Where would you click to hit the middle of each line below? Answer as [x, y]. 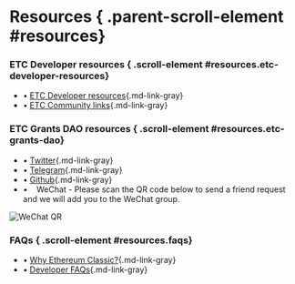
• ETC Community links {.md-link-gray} [95, 106]
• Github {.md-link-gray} [67, 179]
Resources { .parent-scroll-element [147, 17]
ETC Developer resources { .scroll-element [106, 65]
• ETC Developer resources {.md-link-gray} [103, 96]
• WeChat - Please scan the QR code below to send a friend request [154, 189]
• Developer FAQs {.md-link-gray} [85, 269]
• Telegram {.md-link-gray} [72, 169]
